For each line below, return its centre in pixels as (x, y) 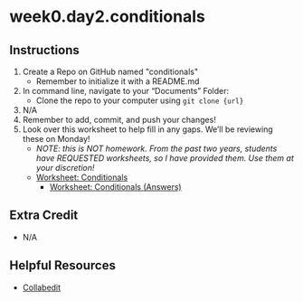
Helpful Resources (62, 265)
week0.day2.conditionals (107, 17)
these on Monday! (56, 139)
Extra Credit (44, 216)
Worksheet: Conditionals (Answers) (116, 187)
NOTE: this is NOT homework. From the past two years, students (156, 148)
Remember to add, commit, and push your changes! (119, 120)
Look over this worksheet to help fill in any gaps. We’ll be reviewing (147, 129)
